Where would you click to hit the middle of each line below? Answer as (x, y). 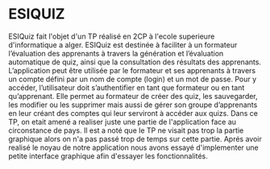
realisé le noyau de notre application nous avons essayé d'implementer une (134, 147)
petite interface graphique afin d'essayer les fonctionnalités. (108, 156)
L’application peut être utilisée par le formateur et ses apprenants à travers (132, 70)
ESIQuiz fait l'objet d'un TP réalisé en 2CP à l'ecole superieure (112, 36)
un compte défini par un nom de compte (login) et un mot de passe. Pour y (133, 79)
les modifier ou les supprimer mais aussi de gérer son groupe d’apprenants (133, 105)
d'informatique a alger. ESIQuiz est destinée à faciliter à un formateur (123, 44)
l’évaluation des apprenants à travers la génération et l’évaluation (116, 53)
